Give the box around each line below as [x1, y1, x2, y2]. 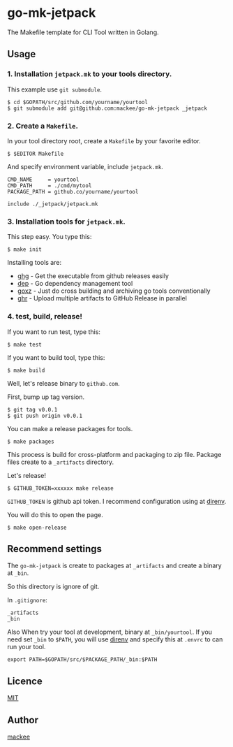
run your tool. [7, 643, 46, 651]
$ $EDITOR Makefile [7, 150, 64, 157]
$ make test [7, 341, 42, 348]
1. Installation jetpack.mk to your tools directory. [7, 69, 172, 79]
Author [7, 714, 38, 726]
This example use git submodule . [7, 85, 103, 94]
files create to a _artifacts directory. [7, 458, 114, 466]
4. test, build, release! [7, 312, 82, 321]
